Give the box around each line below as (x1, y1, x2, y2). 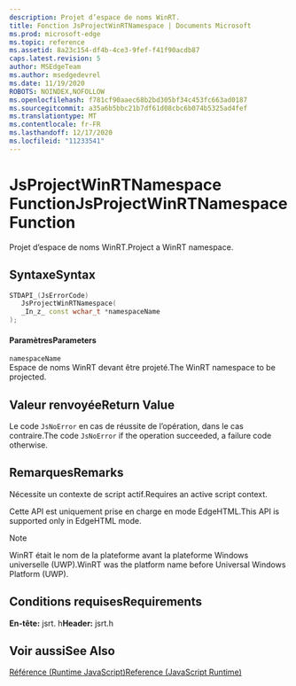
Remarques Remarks (9, 465, 124, 480)
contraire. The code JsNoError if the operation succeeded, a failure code (9, 431, 272, 441)
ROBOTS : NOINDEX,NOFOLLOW (9, 87, 105, 96)
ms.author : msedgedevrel (9, 71, 101, 80)
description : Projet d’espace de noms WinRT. (9, 12, 180, 22)
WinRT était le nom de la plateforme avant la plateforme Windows (9, 550, 249, 560)
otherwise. (9, 440, 49, 450)
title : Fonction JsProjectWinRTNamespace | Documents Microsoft (9, 21, 252, 30)
